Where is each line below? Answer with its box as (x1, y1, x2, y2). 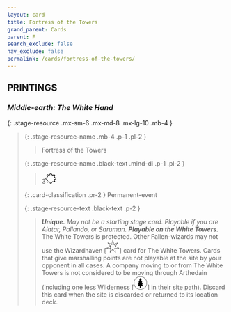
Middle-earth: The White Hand (7, 103, 113, 113)
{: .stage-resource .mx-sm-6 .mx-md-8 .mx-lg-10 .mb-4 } (7, 118, 173, 127)
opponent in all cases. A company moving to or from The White (41, 261, 223, 270)
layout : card (7, 11, 45, 18)
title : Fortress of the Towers (7, 18, 98, 26)
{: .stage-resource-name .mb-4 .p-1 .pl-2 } (24, 132, 147, 141)
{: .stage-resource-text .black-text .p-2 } (24, 204, 141, 212)
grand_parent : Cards (7, 26, 67, 33)
